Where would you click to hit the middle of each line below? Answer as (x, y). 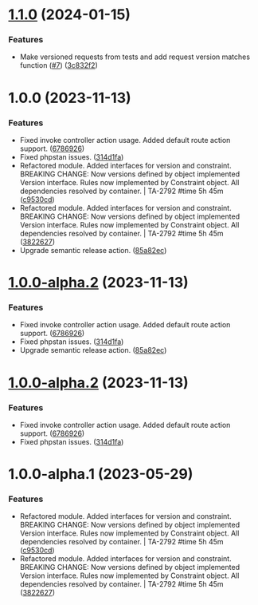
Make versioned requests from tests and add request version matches (135, 57)
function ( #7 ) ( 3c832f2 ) (59, 65)
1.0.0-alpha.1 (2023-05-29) (101, 475)
